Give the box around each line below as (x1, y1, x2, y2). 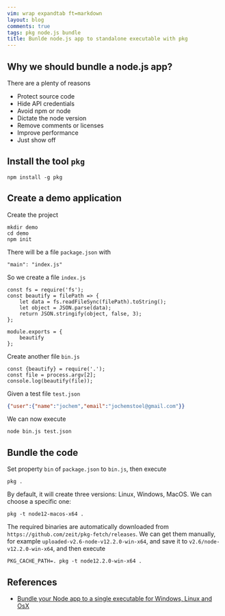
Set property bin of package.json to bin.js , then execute (7, 465, 167, 473)
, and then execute (53, 545, 106, 553)
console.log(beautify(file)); (7, 377, 94, 384)
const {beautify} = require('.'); (7, 365, 106, 372)
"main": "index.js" (7, 261, 63, 268)
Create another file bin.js (7, 352, 80, 360)
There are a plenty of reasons (7, 79, 91, 87)
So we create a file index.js (7, 273, 86, 281)
